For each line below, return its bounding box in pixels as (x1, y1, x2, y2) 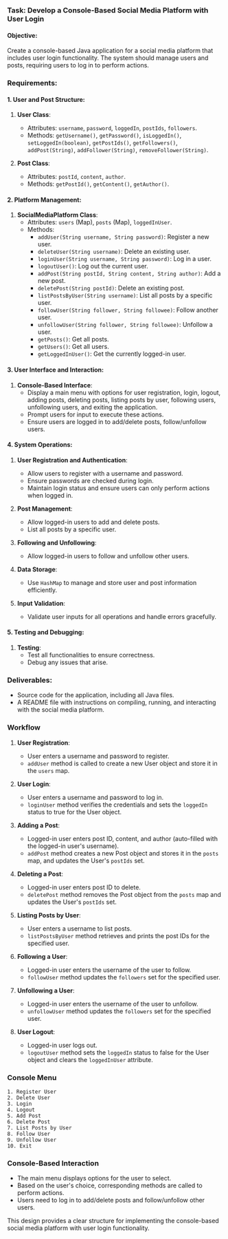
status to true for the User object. (27, 807, 122, 816)
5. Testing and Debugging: (7, 628, 84, 637)
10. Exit (7, 1142, 32, 1150)
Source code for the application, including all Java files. (16, 691, 174, 699)
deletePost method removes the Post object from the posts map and (27, 890, 221, 898)
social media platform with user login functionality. (7, 1224, 150, 1232)
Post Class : (16, 159, 50, 167)
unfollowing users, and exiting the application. (27, 403, 158, 411)
